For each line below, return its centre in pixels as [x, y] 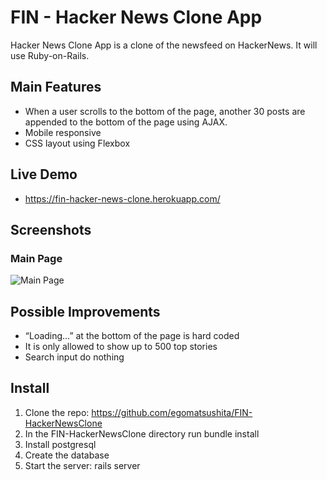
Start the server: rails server [82, 465]
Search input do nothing [74, 357]
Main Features [56, 87]
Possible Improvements [85, 311]
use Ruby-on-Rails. [50, 55]
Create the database [67, 455]
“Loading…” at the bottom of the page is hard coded [132, 336]
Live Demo [44, 174]
